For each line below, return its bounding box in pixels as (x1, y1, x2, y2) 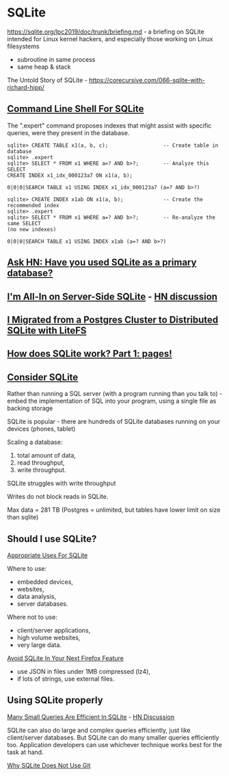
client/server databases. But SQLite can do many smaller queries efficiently (7, 733, 219, 742)
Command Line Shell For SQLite (7, 103, 144, 115)
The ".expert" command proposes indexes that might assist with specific (7, 121, 212, 130)
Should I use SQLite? (7, 533, 97, 545)
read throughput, (16, 458, 65, 467)
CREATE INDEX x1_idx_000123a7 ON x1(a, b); (7, 172, 133, 179)
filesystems (7, 42, 40, 50)
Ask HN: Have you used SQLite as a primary (7, 257, 197, 268)
